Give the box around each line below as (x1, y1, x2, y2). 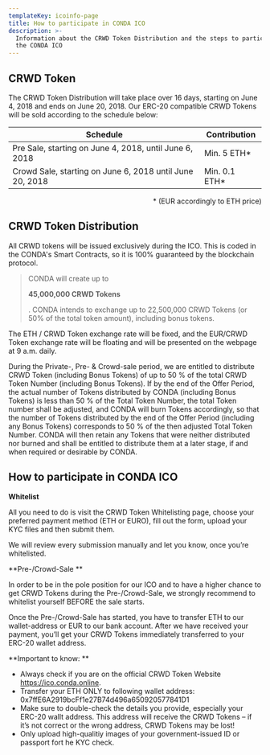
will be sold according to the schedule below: (8, 109, 158, 119)
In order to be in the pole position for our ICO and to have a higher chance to (8, 580, 262, 589)
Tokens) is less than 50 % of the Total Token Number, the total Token (8, 396, 237, 405)
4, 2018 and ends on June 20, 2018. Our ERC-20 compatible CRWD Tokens (8, 101, 257, 111)
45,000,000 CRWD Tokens (27, 289, 121, 298)
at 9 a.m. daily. (8, 346, 57, 355)
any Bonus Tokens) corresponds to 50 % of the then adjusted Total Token (8, 421, 253, 431)
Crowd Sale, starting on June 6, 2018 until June (12, 166, 194, 177)
